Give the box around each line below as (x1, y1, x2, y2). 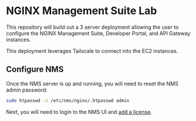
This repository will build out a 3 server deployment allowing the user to (6, 23, 179, 31)
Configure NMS (6, 65, 64, 75)
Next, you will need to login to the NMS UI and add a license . (6, 108, 152, 115)
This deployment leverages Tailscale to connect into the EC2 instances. (6, 47, 178, 54)
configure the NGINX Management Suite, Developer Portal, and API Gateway (6, 29, 191, 36)
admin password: (6, 86, 48, 93)
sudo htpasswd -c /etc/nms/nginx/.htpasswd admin (6, 98, 130, 103)
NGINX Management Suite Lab (6, 4, 157, 18)
